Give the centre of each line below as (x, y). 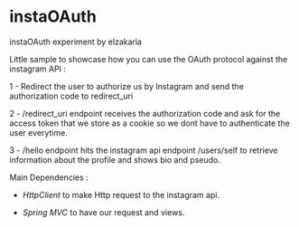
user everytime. (38, 132)
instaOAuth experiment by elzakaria (76, 42)
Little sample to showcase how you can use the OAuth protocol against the (149, 59)
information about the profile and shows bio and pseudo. (115, 159)
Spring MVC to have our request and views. (103, 212)
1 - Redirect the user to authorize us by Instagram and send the (126, 86)
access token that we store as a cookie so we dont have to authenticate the (150, 123)
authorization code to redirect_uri (71, 96)
